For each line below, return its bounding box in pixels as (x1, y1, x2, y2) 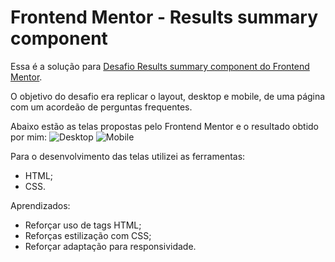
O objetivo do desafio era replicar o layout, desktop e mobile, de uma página (10, 90, 326, 102)
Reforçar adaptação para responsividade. (24, 240, 197, 252)
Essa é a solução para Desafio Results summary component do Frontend (10, 60, 310, 72)
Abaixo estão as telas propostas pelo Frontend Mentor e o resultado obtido (10, 120, 319, 132)
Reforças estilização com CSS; (24, 229, 152, 241)
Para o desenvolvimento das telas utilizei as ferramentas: (10, 150, 246, 162)
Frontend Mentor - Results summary (10, 6, 319, 29)
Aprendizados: (10, 199, 71, 211)
